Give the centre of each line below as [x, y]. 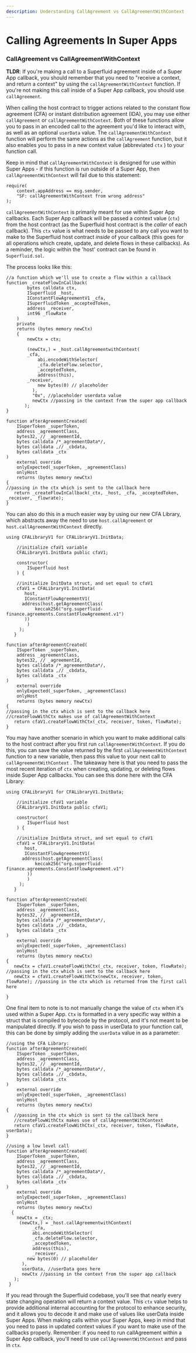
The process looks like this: [39, 267]
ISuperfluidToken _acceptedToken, [69, 303]
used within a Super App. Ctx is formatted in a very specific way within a [93, 1014]
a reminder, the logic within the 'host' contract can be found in [81, 250]
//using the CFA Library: [37, 1044]
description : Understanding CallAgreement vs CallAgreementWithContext [95, 11]
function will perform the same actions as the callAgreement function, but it [97, 139]
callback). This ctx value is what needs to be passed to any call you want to [97, 231]
